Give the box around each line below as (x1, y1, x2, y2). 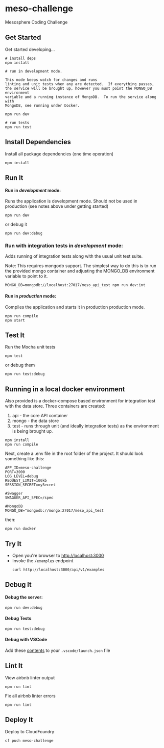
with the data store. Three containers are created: (5, 403, 105, 409)
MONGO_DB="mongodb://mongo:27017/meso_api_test (5, 508, 104, 513)
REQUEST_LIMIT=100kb (5, 478, 47, 483)
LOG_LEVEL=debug (5, 474, 38, 479)
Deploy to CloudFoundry (5, 728, 55, 734)
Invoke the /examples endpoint (12, 558, 73, 564)
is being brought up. (12, 428, 53, 434)
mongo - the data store (12, 418, 59, 424)
